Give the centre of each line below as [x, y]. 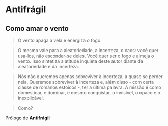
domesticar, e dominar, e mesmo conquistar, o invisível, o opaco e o [89, 93]
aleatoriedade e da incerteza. [48, 67]
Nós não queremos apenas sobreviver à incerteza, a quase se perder [90, 77]
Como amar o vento [37, 28]
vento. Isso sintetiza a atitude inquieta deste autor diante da [80, 61]
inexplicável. [31, 98]
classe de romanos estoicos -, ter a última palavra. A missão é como [89, 87]
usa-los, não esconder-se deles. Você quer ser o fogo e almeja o [86, 56]
